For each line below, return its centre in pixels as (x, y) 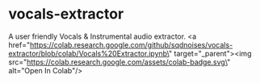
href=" (19, 44)
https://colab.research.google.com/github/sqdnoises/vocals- (131, 44)
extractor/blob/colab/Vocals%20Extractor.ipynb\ (89, 53)
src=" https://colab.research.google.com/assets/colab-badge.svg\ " (120, 62)
